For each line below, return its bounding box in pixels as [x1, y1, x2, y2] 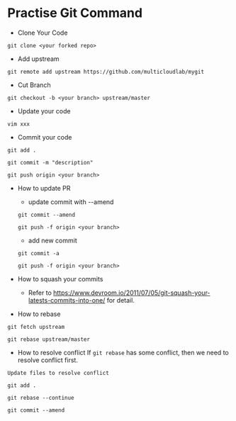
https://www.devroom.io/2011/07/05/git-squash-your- [52, 288, 210, 297]
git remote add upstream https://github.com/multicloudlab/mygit [7, 68, 204, 75]
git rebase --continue [7, 394, 74, 401]
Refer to [28, 288, 52, 297]
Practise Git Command [7, 5, 143, 21]
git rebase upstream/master [7, 335, 91, 343]
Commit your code [17, 133, 72, 141]
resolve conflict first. [17, 356, 78, 364]
